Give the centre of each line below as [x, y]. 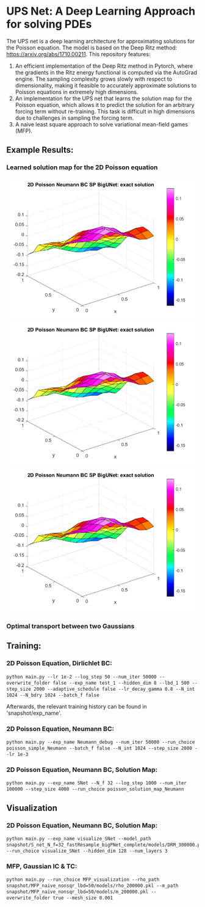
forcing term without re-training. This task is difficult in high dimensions [105, 111]
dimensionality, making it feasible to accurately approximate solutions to [106, 85]
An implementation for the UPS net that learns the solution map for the [103, 98]
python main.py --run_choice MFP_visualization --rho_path [83, 880]
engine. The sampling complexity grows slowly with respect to [94, 79]
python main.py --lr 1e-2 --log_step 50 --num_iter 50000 [81, 677]
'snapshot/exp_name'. [34, 713]
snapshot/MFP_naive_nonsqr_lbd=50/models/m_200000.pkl [77, 892]
